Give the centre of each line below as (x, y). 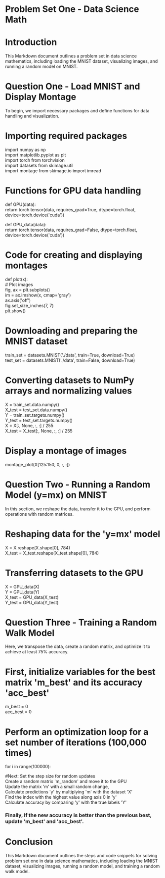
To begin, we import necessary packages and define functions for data (77, 111)
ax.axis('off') (18, 300)
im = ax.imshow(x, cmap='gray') (38, 295)
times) (19, 753)
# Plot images (19, 284)
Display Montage (41, 97)
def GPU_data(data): (26, 224)
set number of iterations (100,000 (76, 742)
